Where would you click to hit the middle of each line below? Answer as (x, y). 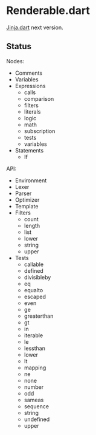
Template (27, 206)
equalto (34, 290)
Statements (29, 150)
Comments (29, 73)
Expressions (30, 86)
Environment (31, 180)
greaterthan (39, 316)
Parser (23, 193)
